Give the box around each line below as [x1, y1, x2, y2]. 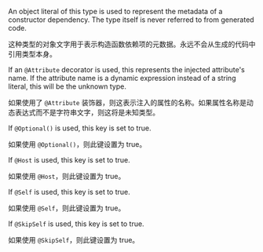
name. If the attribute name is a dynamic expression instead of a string [8, 74, 236, 82]
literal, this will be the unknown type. [8, 82, 127, 91]
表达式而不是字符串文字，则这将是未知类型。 [14, 108, 159, 117]
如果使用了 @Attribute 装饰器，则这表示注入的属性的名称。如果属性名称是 [8, 98, 247, 107]
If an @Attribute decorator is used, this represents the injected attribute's [8, 65, 245, 74]
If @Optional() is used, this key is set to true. [8, 123, 152, 133]
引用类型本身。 [8, 49, 57, 58]
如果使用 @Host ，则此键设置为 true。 [8, 172, 126, 181]
